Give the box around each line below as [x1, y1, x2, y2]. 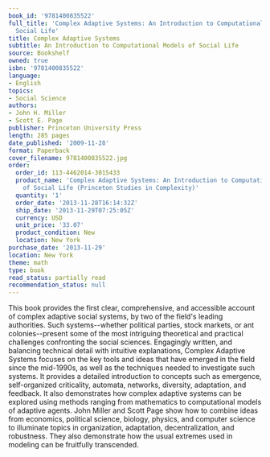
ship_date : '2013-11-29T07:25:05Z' [15, 206, 135, 214]
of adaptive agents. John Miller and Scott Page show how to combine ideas [8, 406, 259, 415]
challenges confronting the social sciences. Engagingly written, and [8, 337, 233, 347]
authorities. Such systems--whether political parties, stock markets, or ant [8, 320, 255, 330]
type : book [8, 266, 45, 274]
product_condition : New [15, 228, 95, 237]
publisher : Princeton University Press [8, 124, 142, 132]
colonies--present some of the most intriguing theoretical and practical [8, 329, 243, 339]
